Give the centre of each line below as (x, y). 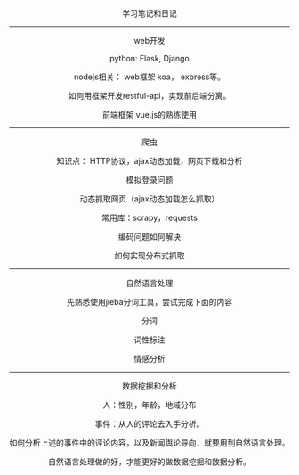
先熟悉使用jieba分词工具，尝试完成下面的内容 (149, 302)
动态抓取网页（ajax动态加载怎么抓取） (149, 199)
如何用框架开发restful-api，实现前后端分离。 (149, 96)
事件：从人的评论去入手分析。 (149, 424)
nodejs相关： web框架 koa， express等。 (149, 77)
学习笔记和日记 (149, 13)
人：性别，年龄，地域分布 (149, 405)
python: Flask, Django (149, 58)
